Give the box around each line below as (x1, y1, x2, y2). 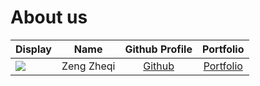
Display (15, 42, 52, 56)
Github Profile (124, 42, 193, 56)
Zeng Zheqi (61, 59, 116, 73)
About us (10, 6, 88, 29)
